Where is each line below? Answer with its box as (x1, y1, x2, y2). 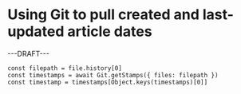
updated (7, 22, 65, 41)
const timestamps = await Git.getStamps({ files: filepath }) (7, 71, 219, 79)
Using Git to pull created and (7, 6, 200, 24)
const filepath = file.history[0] (7, 64, 123, 72)
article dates (66, 22, 152, 41)
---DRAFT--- (7, 49, 49, 58)
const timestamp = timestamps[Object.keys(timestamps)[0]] (7, 78, 208, 86)
